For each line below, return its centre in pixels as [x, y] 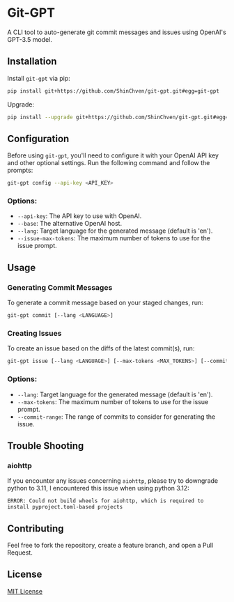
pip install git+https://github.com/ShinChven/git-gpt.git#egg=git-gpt [113, 91]
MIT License [25, 591]
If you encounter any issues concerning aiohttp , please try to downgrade [112, 481]
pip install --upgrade [40, 117]
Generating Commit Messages [60, 287]
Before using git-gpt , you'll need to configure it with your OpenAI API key [113, 155]
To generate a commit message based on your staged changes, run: [105, 303]
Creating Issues [34, 333]
